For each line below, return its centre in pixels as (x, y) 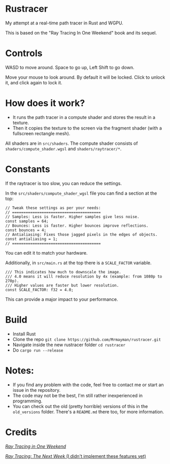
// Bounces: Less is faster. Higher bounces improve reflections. (77, 226)
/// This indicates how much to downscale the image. (63, 272)
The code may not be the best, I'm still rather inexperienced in (78, 395)
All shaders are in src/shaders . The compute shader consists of (72, 143)
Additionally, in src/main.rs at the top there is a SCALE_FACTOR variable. (78, 263)
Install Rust (24, 334)
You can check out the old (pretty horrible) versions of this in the (80, 406)
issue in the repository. (37, 390)
